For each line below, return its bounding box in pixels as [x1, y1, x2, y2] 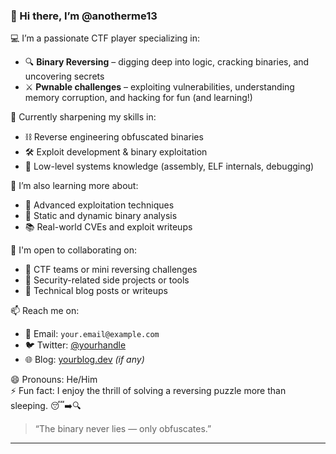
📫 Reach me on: [10, 305, 80, 317]
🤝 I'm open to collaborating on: [10, 244, 137, 256]
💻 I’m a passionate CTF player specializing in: [10, 32, 201, 44]
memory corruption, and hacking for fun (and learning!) [24, 92, 253, 104]
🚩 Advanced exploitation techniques [24, 199, 175, 211]
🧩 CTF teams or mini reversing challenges [24, 264, 198, 276]
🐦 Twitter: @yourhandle [24, 339, 127, 351]
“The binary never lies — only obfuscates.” [34, 423, 212, 435]
